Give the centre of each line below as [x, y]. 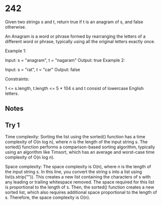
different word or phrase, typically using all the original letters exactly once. [80, 41]
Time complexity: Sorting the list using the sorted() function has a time [75, 137]
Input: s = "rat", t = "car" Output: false [43, 69]
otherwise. [16, 27]
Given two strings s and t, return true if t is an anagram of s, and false [74, 22]
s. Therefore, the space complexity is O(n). [48, 198]
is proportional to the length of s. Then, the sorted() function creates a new [80, 187]
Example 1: [16, 51]
